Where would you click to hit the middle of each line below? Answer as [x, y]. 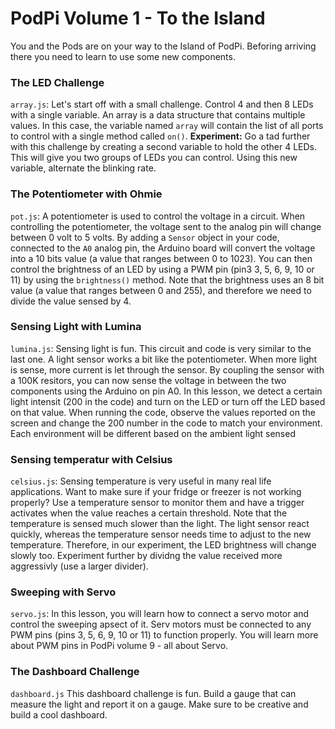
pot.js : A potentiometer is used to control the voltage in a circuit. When [158, 216]
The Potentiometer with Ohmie [86, 194]
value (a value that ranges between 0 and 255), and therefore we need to [161, 290]
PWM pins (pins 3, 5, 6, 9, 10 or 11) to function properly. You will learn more [164, 635]
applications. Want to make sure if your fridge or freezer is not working [156, 492]
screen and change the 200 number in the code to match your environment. [166, 423]
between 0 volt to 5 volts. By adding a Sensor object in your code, [145, 237]
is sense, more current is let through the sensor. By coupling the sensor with [167, 369]
